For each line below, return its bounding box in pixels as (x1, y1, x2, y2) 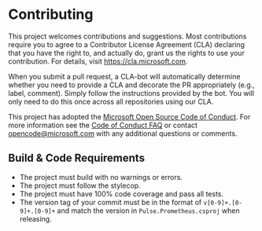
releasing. (19, 214, 53, 223)
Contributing (8, 5, 94, 24)
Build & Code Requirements (8, 152, 146, 165)
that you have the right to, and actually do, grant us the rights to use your (8, 48, 245, 57)
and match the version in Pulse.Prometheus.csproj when (57, 206, 240, 215)
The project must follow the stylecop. (19, 181, 141, 190)
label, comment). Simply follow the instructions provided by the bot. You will (8, 88, 254, 97)
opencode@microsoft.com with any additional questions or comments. (8, 128, 238, 138)
